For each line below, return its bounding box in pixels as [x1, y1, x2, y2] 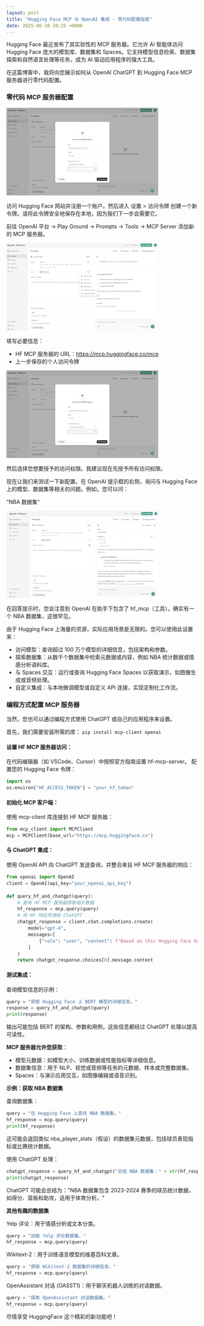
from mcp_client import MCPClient [6, 826, 94, 832]
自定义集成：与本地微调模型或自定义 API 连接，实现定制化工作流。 [15, 684, 182, 691]
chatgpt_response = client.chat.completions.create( [17, 919, 154, 925]
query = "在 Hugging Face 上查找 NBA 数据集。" [6, 1110, 121, 1117]
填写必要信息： [6, 337, 44, 344]
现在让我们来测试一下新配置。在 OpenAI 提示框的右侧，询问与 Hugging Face [6, 477, 197, 485]
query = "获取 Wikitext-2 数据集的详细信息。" [6, 1263, 117, 1270]
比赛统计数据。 [16, 1142, 55, 1150]
